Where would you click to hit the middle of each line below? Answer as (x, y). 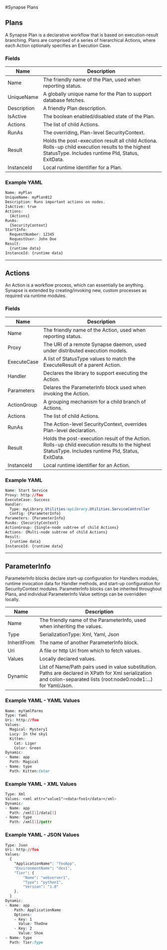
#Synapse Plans (22, 7)
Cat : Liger (25, 743)
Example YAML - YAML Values (43, 701)
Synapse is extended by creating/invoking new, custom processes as (76, 291)
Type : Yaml (16, 715)
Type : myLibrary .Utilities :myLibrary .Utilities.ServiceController (80, 509)
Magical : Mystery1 (29, 730)
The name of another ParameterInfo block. (89, 642)
